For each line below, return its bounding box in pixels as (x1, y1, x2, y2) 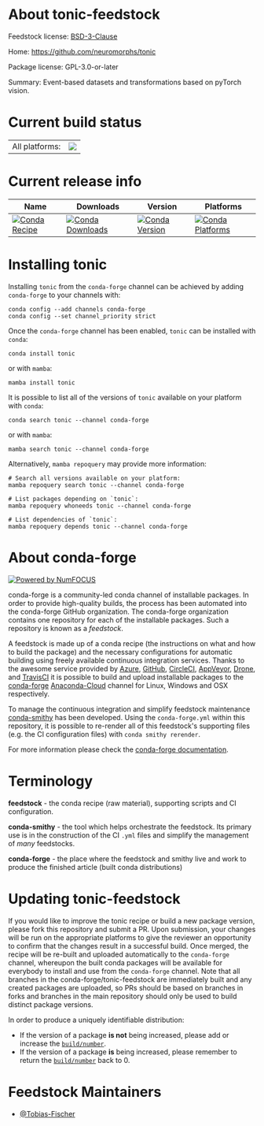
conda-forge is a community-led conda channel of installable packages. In (8, 589, 249, 600)
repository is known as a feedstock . (8, 623, 124, 633)
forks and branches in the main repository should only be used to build (8, 991, 237, 1001)
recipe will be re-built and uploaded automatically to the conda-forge (8, 949, 230, 959)
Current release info (8, 173, 142, 191)
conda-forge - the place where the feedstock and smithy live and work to (8, 853, 247, 864)
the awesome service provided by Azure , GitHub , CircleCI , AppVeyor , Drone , (8, 663, 256, 673)
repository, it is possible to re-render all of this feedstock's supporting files (8, 721, 250, 730)
